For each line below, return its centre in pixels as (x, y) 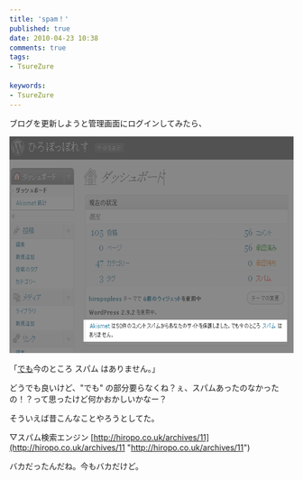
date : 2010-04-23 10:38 (54, 38)
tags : (19, 57)
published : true (40, 28)
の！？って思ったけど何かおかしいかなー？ (88, 399)
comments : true (38, 48)
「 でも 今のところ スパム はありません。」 (85, 368)
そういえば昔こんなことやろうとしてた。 (84, 418)
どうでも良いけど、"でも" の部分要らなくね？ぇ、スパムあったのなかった (144, 387)
